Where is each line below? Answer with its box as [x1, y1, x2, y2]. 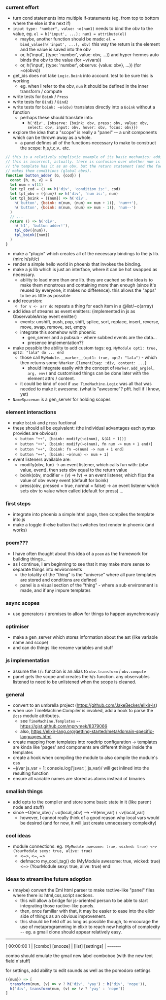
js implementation [5, 657, 50, 664]
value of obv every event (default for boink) [20, 478, 109, 483]
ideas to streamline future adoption [5, 876, 92, 883]
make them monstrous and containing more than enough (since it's [20, 282, 157, 288]
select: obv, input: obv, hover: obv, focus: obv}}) [27, 125, 138, 130]
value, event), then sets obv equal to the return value [20, 467, 128, 473]
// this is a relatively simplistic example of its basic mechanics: [5, 155, 152, 160]
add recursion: [12, 298, 42, 304]
